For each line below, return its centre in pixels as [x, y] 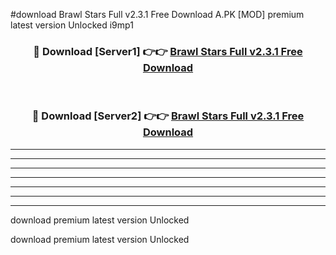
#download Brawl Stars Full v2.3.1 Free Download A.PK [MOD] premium [157, 14]
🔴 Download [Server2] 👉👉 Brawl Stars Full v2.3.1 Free [168, 116]
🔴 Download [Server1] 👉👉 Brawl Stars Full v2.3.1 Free [168, 51]
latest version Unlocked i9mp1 [72, 25]
